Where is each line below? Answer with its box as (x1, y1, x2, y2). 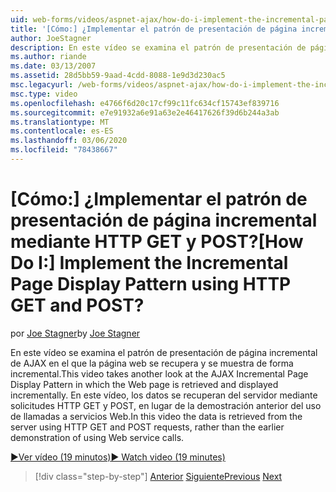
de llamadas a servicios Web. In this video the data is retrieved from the (10, 410, 303, 422)
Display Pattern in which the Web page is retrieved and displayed (10, 378, 279, 390)
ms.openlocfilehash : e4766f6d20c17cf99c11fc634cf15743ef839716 (10, 98, 280, 108)
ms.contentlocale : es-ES (10, 126, 114, 136)
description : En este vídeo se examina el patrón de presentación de (10, 42, 307, 53)
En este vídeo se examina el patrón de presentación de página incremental (10, 346, 318, 358)
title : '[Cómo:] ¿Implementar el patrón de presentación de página (10, 24, 298, 34)
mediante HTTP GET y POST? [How (10, 231, 304, 253)
